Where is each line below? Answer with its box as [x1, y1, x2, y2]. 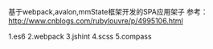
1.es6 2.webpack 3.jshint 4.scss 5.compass [8, 31, 152, 41]
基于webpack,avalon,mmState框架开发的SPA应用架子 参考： [8, 7, 208, 16]
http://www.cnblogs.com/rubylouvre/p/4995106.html [8, 16, 183, 26]
